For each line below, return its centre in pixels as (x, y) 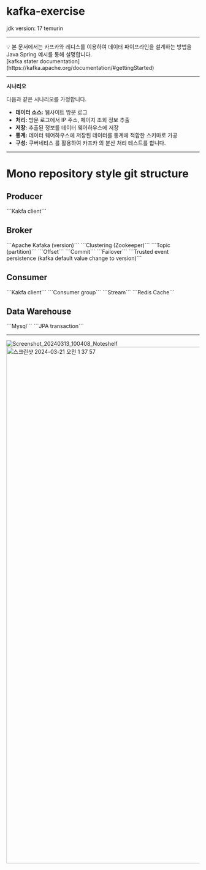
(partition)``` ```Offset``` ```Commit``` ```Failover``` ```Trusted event (88, 251)
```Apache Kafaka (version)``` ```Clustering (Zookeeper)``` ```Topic (88, 245)
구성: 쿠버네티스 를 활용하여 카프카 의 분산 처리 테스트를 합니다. (90, 143)
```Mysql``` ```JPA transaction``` (45, 326)
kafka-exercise (46, 11)
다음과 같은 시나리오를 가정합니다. (47, 99)
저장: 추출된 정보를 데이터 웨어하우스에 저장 (67, 128)
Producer (25, 197)
